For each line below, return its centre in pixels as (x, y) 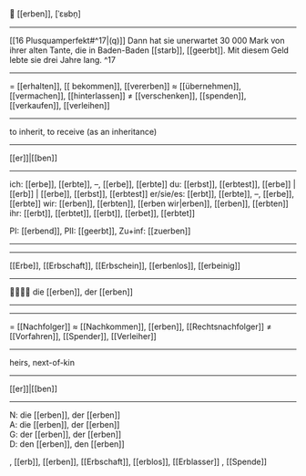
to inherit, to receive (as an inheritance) (83, 132)
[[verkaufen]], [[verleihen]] (60, 105)
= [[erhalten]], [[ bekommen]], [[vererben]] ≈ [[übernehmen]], (125, 86)
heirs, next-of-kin (42, 362)
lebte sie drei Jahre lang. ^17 (63, 60)
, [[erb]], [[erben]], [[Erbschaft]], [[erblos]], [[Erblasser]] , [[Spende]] (138, 461)
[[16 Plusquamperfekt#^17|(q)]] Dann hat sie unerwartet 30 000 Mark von (147, 41)
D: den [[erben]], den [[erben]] (67, 444)
